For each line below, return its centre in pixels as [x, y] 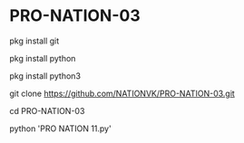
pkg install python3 [45, 76]
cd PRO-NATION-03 [47, 110]
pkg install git [34, 41]
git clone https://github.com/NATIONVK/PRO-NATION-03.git [122, 93]
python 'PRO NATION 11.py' [60, 129]
